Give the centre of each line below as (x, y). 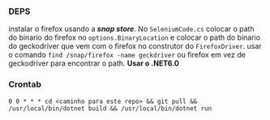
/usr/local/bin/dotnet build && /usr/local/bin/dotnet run (110, 108)
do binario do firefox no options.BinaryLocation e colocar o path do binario (135, 37)
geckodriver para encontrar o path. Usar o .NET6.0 (94, 63)
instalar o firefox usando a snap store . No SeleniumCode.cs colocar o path (131, 29)
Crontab (25, 84)
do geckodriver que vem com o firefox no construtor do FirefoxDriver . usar (135, 46)
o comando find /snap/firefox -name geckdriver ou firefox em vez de (127, 55)
